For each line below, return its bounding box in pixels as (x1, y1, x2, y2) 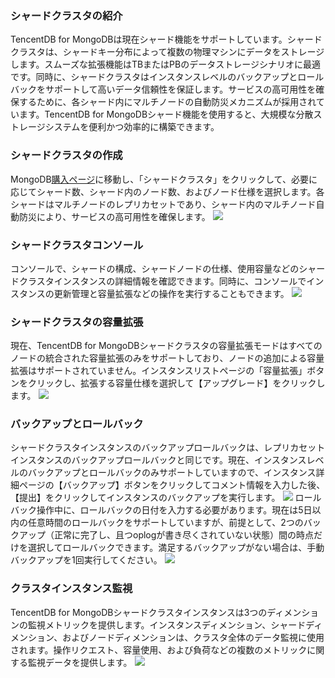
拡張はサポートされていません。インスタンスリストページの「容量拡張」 (10, 365, 308, 377)
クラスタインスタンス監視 (10, 582, 133, 596)
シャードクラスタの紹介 (10, 8, 123, 22)
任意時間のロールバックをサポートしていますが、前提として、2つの (27, 517, 304, 529)
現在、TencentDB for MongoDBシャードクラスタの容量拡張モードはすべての (10, 340, 323, 352)
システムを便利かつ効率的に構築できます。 (44, 121, 220, 133)
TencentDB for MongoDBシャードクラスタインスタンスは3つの (10, 606, 268, 618)
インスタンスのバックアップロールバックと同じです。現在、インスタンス (10, 454, 307, 466)
